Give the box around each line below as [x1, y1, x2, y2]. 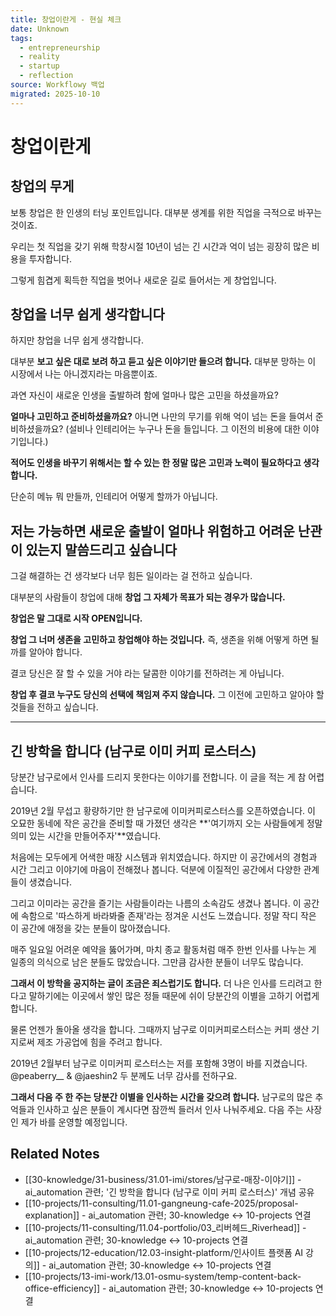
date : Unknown [10, 24, 70, 34]
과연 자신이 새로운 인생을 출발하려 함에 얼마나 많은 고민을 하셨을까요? [10, 389, 279, 401]
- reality [19, 52, 60, 62]
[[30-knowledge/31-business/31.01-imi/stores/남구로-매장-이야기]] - [24, 1173, 302, 1185]
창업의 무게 [10, 178, 75, 195]
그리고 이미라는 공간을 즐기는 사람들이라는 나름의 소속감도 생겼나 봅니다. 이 [10, 897, 302, 910]
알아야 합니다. [28, 646, 83, 658]
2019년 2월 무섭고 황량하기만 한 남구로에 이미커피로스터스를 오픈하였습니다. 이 [10, 805, 316, 817]
